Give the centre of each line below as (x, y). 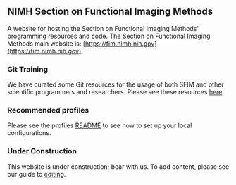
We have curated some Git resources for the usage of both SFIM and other (116, 84)
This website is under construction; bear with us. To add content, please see (118, 166)
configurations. (29, 133)
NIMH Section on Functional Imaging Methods (110, 12)
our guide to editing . (37, 174)
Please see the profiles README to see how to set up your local (100, 125)
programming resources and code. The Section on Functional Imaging (109, 36)
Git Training (28, 69)
